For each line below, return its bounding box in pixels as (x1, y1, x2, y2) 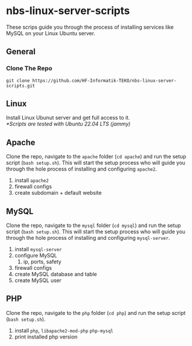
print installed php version (14, 333, 78, 340)
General (6, 47, 36, 57)
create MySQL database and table (14, 271, 97, 278)
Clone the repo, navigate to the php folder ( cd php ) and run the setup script (6, 309, 186, 316)
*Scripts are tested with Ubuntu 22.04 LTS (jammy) (6, 120, 131, 127)
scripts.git (6, 83, 35, 89)
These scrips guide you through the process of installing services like (6, 23, 174, 30)
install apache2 (14, 177, 49, 184)
